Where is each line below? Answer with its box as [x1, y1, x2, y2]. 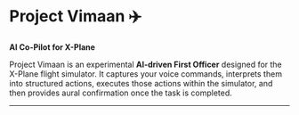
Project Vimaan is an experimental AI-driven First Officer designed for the [9, 59, 282, 70]
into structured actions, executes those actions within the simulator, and [9, 78, 273, 88]
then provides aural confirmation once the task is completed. [9, 87, 233, 98]
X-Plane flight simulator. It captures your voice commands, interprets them [9, 68, 283, 79]
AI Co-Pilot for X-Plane [9, 41, 96, 53]
